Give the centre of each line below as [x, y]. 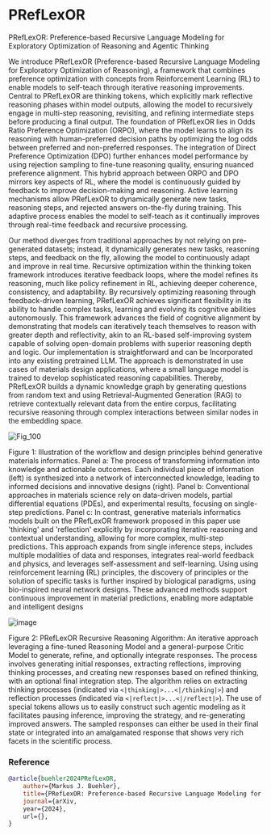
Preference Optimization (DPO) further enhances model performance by [128, 156]
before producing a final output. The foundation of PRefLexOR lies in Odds [132, 121]
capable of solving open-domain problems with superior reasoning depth [130, 343]
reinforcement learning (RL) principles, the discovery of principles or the [128, 572]
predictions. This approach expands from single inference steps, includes [131, 546]
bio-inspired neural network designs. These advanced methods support [128, 589]
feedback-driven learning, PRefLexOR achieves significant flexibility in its [130, 300]
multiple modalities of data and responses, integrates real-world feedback [131, 555]
